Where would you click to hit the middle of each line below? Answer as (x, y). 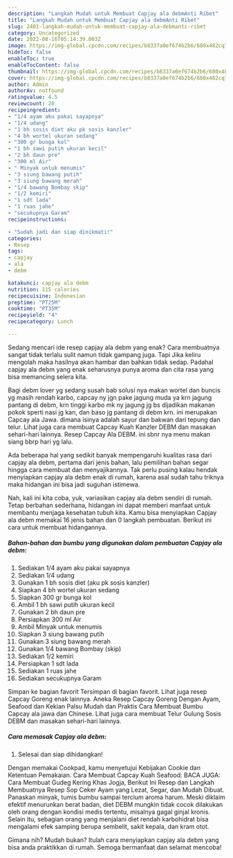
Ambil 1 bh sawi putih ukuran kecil (66, 604)
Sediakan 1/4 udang (46, 575)
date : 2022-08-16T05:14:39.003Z (54, 39)
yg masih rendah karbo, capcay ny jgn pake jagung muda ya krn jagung (110, 397)
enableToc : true (31, 59)
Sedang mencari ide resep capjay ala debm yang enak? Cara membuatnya (114, 347)
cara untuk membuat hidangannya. (57, 527)
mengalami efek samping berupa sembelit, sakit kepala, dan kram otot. (109, 826)
